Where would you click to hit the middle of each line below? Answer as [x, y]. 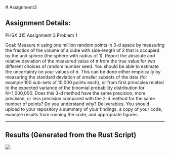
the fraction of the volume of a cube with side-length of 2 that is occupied [82, 50]
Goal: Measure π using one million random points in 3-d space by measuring [85, 45]
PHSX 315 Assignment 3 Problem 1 [41, 35]
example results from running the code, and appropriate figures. [72, 114]
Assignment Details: [38, 23]
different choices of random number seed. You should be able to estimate [82, 66]
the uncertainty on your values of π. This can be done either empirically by [83, 71]
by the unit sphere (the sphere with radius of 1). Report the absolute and [80, 55]
